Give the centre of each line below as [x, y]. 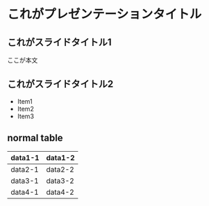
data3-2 [60, 180]
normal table [35, 138]
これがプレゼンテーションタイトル [104, 14]
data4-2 [60, 192]
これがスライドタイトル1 [60, 42]
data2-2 [60, 169]
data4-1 [25, 192]
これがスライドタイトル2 [60, 84]
